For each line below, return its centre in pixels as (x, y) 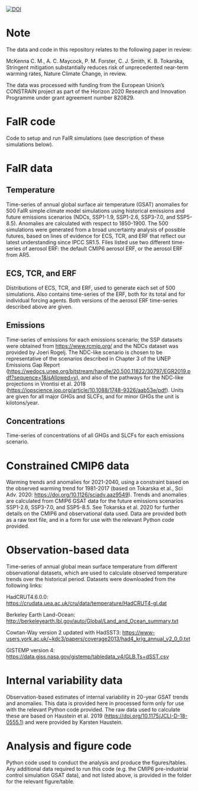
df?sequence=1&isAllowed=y (41, 377)
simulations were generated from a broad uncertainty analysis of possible (96, 229)
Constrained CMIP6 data (68, 466)
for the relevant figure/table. (40, 782)
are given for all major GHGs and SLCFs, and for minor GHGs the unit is (92, 396)
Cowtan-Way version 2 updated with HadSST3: (64, 633)
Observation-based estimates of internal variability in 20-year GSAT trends (97, 697)
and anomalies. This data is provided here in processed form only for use (95, 703)
